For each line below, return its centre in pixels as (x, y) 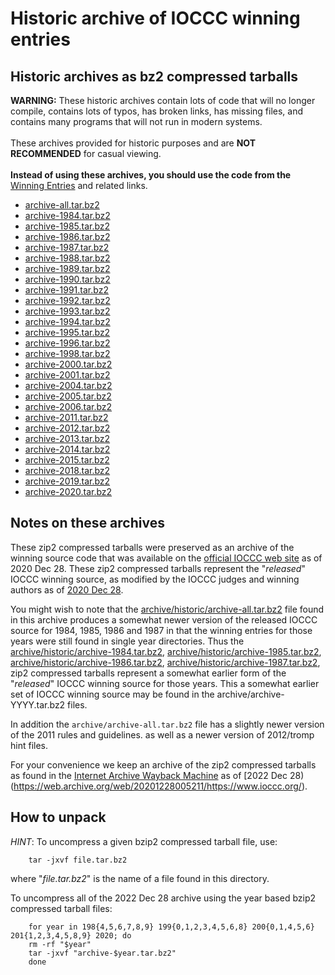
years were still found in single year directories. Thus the (127, 641)
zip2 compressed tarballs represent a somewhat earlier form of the (148, 673)
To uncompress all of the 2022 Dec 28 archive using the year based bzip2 (163, 898)
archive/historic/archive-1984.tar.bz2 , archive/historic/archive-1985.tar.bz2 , (166, 651)
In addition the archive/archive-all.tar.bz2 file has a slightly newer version (167, 724)
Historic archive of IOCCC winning (155, 18)
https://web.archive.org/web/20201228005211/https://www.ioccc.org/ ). (160, 786)
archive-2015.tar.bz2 (67, 460)
